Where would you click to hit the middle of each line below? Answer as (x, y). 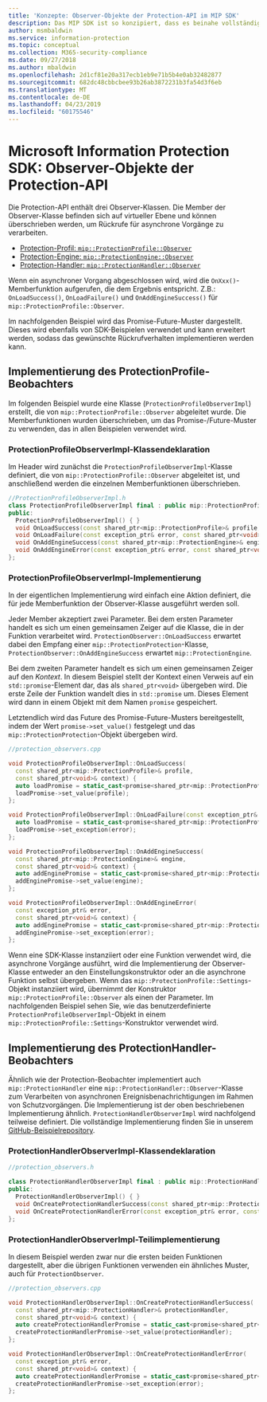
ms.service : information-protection (69, 38)
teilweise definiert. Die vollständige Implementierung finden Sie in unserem (131, 1122)
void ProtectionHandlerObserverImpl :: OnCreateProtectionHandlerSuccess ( (131, 1302)
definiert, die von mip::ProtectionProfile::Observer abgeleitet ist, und (124, 476)
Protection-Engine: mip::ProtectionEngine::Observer (106, 257)
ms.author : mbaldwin (43, 68)
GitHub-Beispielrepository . (52, 1130)
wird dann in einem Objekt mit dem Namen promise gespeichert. (113, 703)
